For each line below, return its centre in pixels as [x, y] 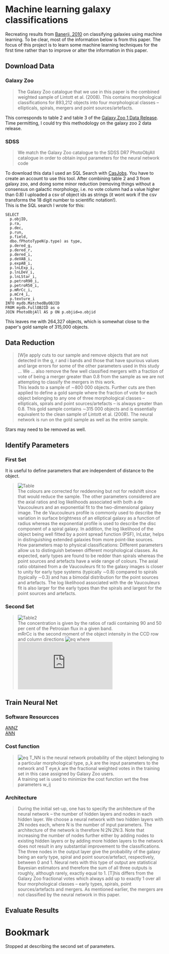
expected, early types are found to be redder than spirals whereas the [90, 556]
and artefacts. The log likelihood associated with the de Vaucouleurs [89, 583]
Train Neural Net [32, 703]
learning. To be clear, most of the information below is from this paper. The [83, 39]
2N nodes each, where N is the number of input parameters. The [85, 825]
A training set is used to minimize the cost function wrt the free [83, 779]
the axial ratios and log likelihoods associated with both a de [80, 502]
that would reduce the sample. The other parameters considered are [89, 497]
